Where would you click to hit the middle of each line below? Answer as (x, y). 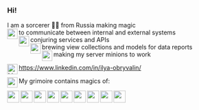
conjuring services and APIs (70, 40)
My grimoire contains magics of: (65, 81)
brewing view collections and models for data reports (117, 47)
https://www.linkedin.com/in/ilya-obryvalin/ (80, 68)
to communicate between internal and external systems (97, 32)
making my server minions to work (102, 54)
